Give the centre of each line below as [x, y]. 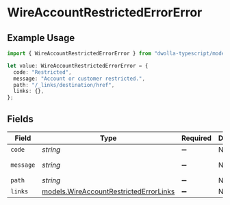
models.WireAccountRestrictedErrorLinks [108, 191]
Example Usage [41, 38]
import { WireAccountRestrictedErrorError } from [79, 53]
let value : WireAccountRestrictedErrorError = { [78, 66]
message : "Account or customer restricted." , [79, 79]
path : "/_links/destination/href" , [64, 85]
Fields [21, 119]
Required [196, 138]
